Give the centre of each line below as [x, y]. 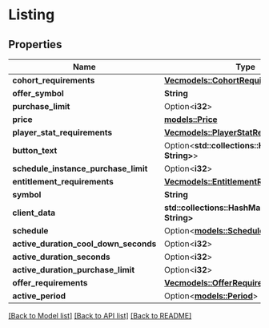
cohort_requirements [54, 80]
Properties [35, 45]
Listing [32, 15]
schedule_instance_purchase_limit [80, 168]
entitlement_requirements [63, 182]
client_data [34, 213]
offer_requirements [50, 283]
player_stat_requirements [62, 132]
